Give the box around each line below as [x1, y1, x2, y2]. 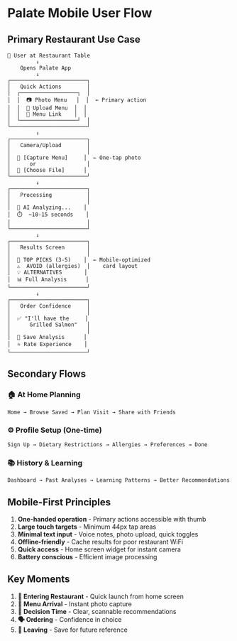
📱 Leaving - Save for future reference [17, 625, 128, 634]
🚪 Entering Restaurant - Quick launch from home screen [17, 592, 184, 600]
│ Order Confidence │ [7, 303, 91, 310]
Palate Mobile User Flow [7, 5, 153, 21]
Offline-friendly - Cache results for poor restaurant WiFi [17, 538, 183, 546]
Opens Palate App [20, 65, 72, 72]
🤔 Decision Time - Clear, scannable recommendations [17, 607, 177, 615]
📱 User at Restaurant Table [7, 52, 91, 59]
